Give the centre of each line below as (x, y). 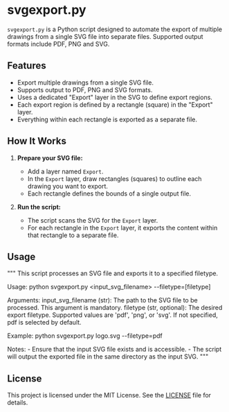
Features (27, 66)
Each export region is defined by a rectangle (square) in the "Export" (115, 104)
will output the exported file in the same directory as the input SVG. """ (108, 357)
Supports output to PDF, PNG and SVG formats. (85, 89)
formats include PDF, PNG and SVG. (58, 44)
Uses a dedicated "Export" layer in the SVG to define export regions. (115, 97)
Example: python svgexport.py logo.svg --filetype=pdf (85, 336)
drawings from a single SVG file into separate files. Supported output (105, 36)
